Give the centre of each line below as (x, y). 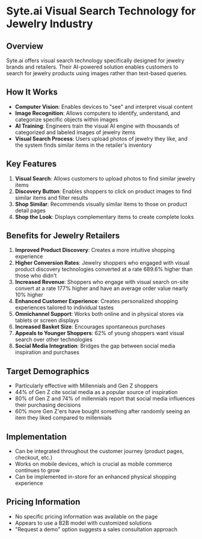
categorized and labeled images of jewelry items (75, 132)
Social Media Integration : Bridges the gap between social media (95, 346)
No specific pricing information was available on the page (86, 516)
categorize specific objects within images (66, 119)
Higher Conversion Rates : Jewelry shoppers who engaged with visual (102, 263)
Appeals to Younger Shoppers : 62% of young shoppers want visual (99, 333)
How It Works (32, 92)
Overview (25, 46)
